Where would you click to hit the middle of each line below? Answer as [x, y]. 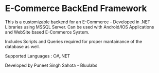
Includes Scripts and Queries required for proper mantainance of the [74, 41]
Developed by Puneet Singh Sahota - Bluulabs [51, 65]
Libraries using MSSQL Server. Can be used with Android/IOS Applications [79, 27]
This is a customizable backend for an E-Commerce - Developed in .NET [78, 22]
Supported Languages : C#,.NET [38, 56]
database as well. [23, 46]
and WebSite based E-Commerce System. [47, 32]
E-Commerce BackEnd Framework [76, 8]
